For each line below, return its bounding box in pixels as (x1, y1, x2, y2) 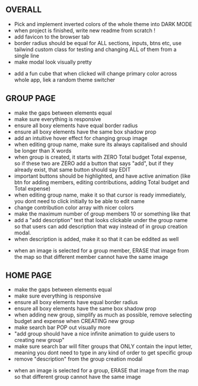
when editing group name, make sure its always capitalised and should (14, 141, 187, 148)
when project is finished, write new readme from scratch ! (14, 27, 155, 34)
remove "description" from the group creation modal (14, 356, 143, 363)
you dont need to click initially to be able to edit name (14, 197, 145, 204)
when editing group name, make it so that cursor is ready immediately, (14, 191, 186, 198)
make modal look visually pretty (14, 58, 92, 65)
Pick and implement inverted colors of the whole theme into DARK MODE (14, 20, 193, 27)
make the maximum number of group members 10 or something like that (14, 210, 191, 217)
